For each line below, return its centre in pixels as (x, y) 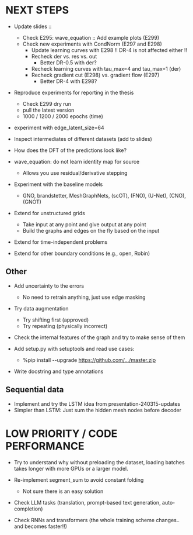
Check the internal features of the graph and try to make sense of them (99, 337)
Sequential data (35, 390)
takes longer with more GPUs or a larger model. (71, 468)
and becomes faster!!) (41, 526)
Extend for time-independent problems (61, 242)
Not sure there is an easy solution (63, 491)
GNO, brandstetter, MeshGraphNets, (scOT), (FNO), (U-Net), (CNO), (104, 195)
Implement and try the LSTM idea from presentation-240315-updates (97, 403)
